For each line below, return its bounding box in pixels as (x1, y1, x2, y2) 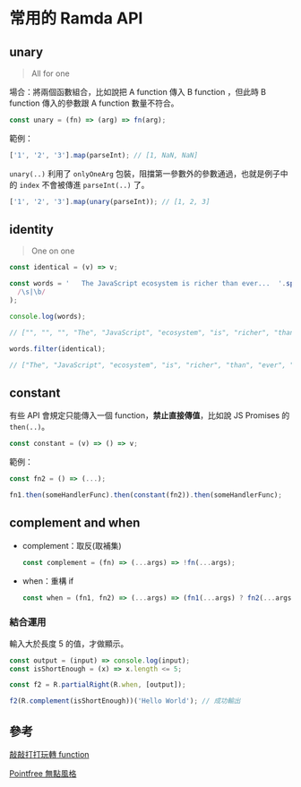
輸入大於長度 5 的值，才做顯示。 (9, 637, 129, 649)
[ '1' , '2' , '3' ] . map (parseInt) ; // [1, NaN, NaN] (9, 150, 199, 159)
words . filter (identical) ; (9, 344, 106, 354)
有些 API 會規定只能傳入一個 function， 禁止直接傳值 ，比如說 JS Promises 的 (9, 410, 290, 421)
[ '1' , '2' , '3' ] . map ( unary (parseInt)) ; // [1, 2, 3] (9, 197, 211, 206)
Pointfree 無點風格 (9, 768, 77, 779)
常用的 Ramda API (9, 8, 143, 29)
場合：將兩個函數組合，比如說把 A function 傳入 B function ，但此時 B (9, 87, 267, 97)
